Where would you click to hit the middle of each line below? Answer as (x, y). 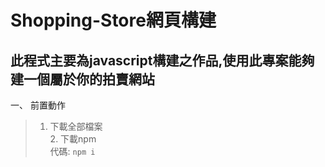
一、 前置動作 (38, 105)
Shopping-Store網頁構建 (113, 20)
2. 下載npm (73, 139)
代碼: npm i (72, 151)
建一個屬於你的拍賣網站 (82, 79)
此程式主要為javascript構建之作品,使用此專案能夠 (162, 60)
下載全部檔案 (76, 126)
